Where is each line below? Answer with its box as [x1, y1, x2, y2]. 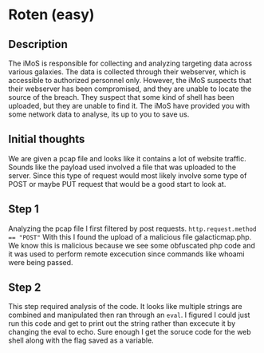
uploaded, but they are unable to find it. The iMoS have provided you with [8, 101, 250, 110]
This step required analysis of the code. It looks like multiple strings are [8, 302, 242, 311]
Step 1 [8, 202, 40, 216]
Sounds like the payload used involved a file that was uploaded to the [8, 162, 237, 172]
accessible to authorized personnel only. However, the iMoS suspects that [8, 76, 252, 85]
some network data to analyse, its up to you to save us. [8, 109, 190, 119]
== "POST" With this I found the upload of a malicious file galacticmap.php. [8, 232, 252, 241]
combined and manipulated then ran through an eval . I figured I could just [8, 310, 250, 320]
